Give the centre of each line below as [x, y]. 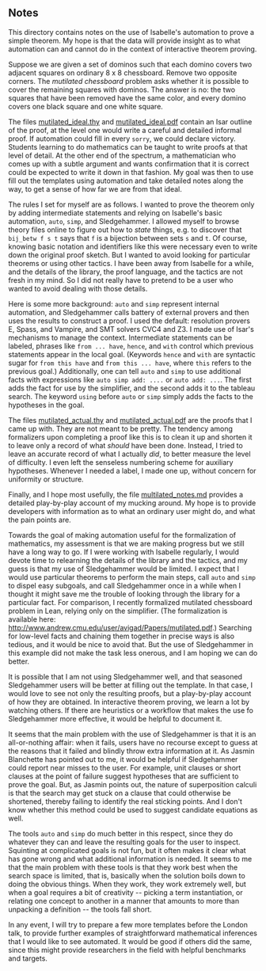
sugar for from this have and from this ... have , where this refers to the [130, 363]
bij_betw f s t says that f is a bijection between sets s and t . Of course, [128, 238]
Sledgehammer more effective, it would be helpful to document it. [115, 718]
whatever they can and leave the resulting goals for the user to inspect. [124, 842]
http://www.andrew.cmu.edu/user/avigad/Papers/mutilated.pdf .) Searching [130, 627]
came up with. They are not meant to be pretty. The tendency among [121, 428]
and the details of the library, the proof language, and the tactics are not [125, 272]
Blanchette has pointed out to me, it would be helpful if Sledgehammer [123, 759]
